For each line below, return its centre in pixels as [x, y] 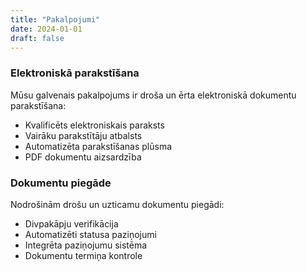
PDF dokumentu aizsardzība [83, 157]
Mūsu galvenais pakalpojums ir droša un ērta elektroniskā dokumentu [153, 95]
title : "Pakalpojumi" [55, 19]
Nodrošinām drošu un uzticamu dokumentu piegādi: [117, 204]
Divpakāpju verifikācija [71, 223]
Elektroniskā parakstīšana [75, 73]
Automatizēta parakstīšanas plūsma [98, 146]
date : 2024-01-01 [46, 29]
